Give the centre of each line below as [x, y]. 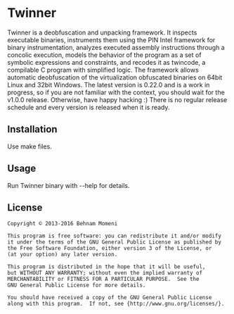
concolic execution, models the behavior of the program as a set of [104, 55]
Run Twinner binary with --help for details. [69, 185]
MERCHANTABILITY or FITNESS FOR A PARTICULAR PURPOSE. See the [103, 280]
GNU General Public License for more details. [77, 285]
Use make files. [30, 146]
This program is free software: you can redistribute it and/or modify [114, 236]
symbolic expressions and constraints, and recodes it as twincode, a [106, 62]
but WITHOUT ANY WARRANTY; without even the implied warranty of [105, 273]
